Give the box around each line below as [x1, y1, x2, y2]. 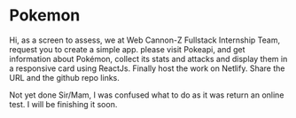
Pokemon [9, 5, 81, 26]
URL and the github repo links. [9, 72, 120, 83]
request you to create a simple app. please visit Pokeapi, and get [9, 43, 245, 54]
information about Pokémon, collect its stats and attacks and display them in [9, 53, 288, 64]
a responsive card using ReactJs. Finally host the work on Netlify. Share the [9, 63, 285, 74]
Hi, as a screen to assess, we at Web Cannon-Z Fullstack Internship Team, [9, 35, 281, 45]
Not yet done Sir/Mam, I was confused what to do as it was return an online [9, 90, 284, 100]
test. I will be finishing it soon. [9, 98, 118, 109]
